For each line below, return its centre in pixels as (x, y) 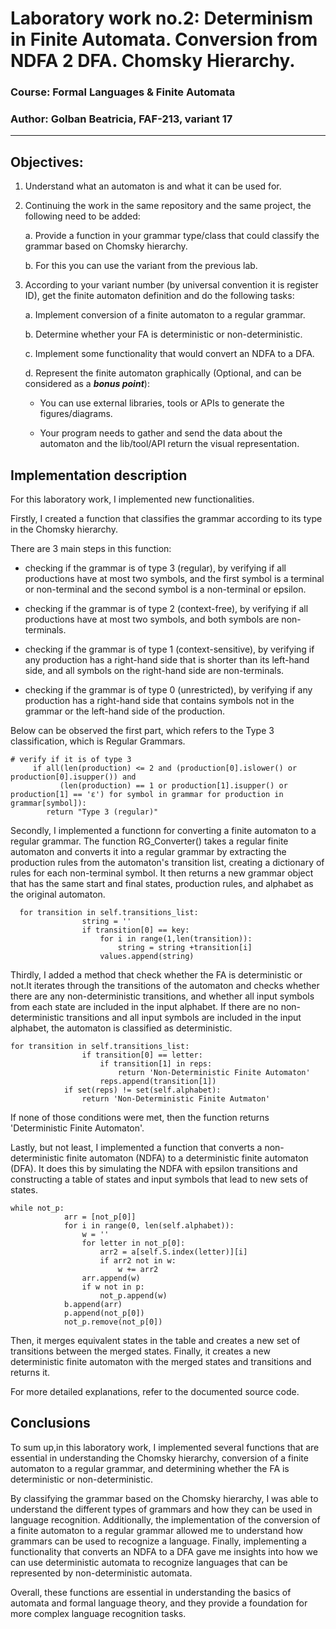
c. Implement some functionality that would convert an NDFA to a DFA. (169, 354)
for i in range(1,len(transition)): (176, 939)
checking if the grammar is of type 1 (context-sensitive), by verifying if (169, 649)
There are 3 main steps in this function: (91, 549)
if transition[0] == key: (135, 930)
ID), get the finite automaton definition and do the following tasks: (159, 296)
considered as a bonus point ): (87, 384)
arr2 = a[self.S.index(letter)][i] (173, 1252)
